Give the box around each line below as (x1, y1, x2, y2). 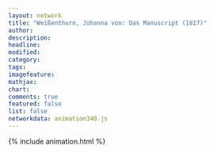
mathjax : (8, 78, 37, 86)
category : (8, 56, 41, 64)
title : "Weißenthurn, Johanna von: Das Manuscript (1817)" (8, 19, 208, 27)
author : (8, 26, 34, 34)
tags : (8, 63, 26, 71)
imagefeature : (8, 71, 55, 78)
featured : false (8, 100, 62, 108)
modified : (8, 48, 41, 56)
